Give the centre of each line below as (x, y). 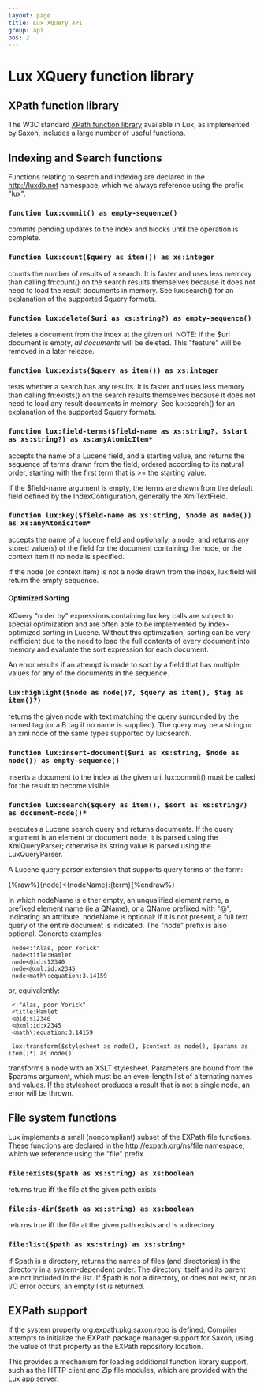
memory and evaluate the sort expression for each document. (108, 649)
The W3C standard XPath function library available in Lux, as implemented (129, 125)
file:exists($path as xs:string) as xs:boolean (101, 1173)
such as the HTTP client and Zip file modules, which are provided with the (128, 1370)
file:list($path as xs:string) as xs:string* (97, 1244)
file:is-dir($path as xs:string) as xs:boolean (101, 1209)
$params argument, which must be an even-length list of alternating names (130, 1076)
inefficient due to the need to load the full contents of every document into (129, 641)
